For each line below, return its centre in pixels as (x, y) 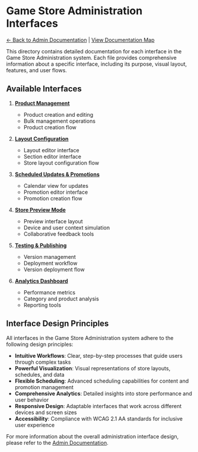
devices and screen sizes (46, 412)
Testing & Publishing (41, 245)
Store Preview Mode (40, 210)
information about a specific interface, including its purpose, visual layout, (97, 64)
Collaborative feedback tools (59, 234)
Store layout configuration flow (61, 163)
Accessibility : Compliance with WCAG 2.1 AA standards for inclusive (98, 418)
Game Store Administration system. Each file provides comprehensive (91, 57)
